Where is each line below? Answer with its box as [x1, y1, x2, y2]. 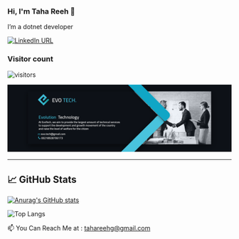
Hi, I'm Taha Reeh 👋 [7, 6, 76, 16]
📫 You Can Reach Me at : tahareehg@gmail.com [7, 224, 151, 232]
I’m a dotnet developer [7, 23, 73, 31]
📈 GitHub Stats [7, 174, 77, 186]
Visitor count [7, 54, 53, 64]
